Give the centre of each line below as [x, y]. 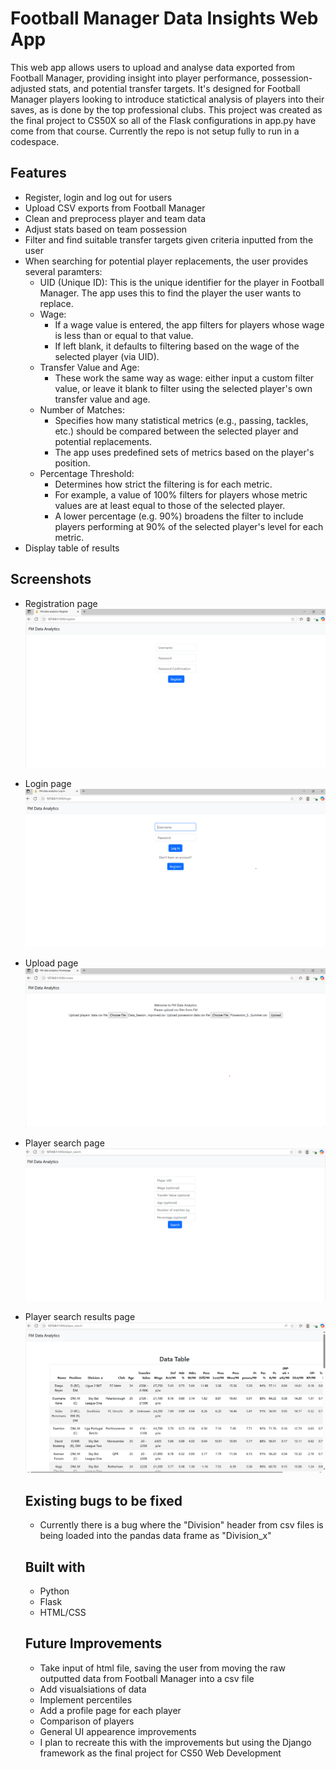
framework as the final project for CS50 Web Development [160, 1753]
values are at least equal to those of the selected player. [170, 505]
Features [38, 173]
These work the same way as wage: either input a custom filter [184, 378]
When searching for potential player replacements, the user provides [166, 261]
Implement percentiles [86, 1699]
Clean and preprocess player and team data [115, 218]
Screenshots [51, 579]
